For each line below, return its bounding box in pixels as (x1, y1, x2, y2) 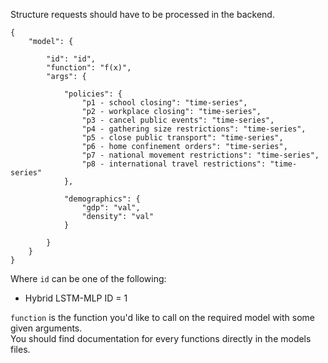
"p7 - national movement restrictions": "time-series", (81, 150, 320, 160)
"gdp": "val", (81, 203, 141, 213)
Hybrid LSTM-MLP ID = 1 (24, 292, 128, 304)
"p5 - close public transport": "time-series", (81, 133, 284, 143)
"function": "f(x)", (46, 63, 132, 73)
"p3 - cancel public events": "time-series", (81, 115, 275, 125)
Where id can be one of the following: (10, 273, 167, 284)
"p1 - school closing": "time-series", (81, 98, 248, 108)
